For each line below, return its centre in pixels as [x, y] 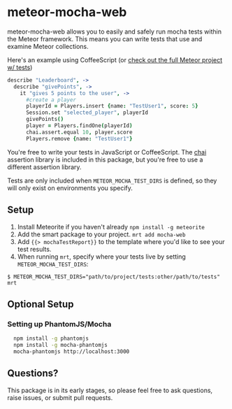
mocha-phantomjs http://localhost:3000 [72, 351]
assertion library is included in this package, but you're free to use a [105, 159]
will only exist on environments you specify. [70, 188]
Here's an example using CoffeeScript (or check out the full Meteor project [115, 59]
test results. [34, 249]
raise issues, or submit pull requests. [60, 397]
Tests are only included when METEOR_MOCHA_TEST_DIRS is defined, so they [112, 180]
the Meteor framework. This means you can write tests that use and [105, 38]
